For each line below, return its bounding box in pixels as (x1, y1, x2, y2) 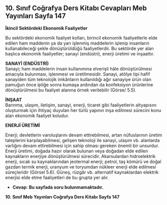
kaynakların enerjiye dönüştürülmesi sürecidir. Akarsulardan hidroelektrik (5, 153, 156, 159)
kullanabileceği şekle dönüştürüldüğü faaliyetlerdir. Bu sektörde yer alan (5, 45, 154, 51)
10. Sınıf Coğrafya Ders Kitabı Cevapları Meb (5, 4, 147, 12)
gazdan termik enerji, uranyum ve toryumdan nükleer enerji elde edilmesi (5, 163, 156, 169)
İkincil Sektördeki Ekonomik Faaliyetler (5, 25, 88, 31)
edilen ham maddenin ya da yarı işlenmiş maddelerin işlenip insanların (5, 40, 149, 46)
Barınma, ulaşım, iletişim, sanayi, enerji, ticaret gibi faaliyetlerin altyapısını (5, 102, 157, 108)
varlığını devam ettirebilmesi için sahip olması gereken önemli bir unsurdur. (5, 142, 159, 148)
